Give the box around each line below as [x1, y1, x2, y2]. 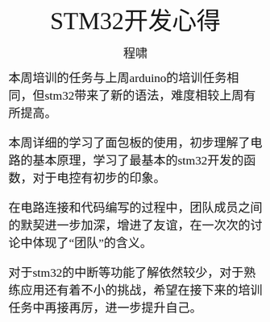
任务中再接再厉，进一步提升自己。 [8, 301, 202, 315]
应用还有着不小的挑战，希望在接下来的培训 [19, 283, 263, 297]
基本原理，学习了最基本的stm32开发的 [31, 154, 244, 167]
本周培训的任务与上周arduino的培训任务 [8, 71, 227, 85]
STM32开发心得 [49, 7, 222, 35]
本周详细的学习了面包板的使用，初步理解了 [8, 136, 251, 150]
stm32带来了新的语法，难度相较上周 [44, 89, 244, 102]
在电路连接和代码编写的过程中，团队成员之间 [8, 201, 263, 215]
